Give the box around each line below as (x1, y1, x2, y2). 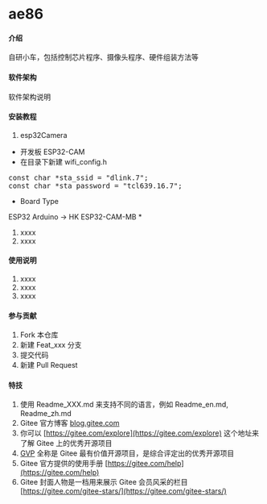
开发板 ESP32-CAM (19, 147, 85, 156)
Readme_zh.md (19, 409, 72, 419)
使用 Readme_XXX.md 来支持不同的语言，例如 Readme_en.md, (19, 400, 229, 410)
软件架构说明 (8, 92, 51, 102)
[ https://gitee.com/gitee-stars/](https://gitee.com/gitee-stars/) (19, 486, 227, 496)
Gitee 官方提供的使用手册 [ (19, 459, 109, 469)
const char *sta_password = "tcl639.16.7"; (8, 181, 183, 190)
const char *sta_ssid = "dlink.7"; (8, 173, 149, 182)
